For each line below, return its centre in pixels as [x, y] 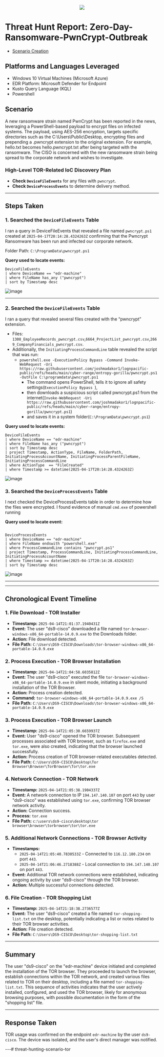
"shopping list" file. [24, 1003]
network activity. [29, 805]
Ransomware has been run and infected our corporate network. [69, 241]
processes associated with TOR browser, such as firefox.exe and [79, 741]
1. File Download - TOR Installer [43, 613]
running [13, 513]
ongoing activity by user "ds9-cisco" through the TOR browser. [76, 880]
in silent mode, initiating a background [109, 682]
